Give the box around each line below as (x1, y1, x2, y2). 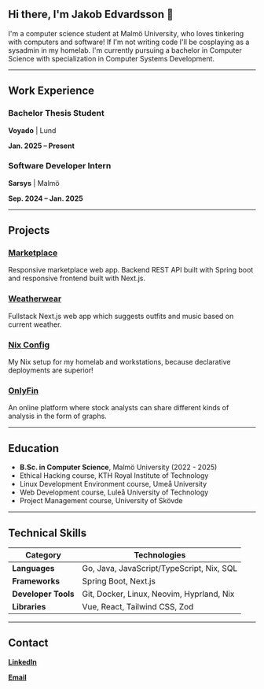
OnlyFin (8, 385, 39, 396)
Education (8, 442, 60, 455)
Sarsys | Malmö (8, 178, 60, 187)
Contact (8, 636, 49, 650)
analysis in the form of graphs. (8, 411, 108, 421)
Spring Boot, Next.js (82, 576, 156, 587)
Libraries (12, 602, 46, 612)
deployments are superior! (8, 365, 94, 375)
